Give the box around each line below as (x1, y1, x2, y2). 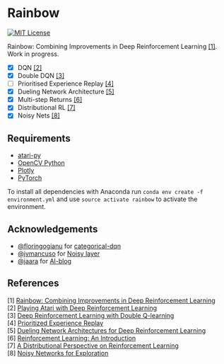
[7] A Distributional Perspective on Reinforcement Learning (7, 341, 179, 350)
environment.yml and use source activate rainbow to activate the (7, 195, 198, 203)
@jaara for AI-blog (17, 257, 72, 265)
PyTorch (17, 174, 42, 182)
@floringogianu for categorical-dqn (17, 242, 122, 250)
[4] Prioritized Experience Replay (7, 319, 104, 327)
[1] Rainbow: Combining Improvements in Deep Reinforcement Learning (7, 296, 216, 305)
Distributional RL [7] (17, 103, 76, 112)
